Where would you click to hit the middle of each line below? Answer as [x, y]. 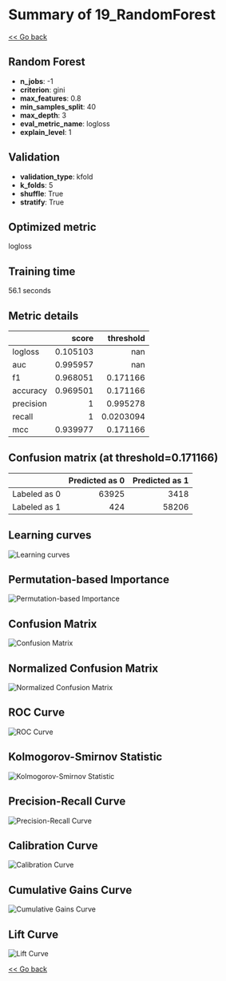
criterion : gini [42, 89]
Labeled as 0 [37, 494]
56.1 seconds [30, 291]
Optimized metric [53, 226]
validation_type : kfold [56, 177]
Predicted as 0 [97, 480]
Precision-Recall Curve [67, 802]
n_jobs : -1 [36, 81]
